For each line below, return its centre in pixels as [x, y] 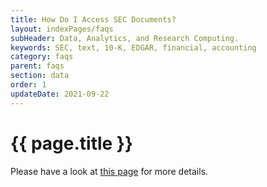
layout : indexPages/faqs [62, 29]
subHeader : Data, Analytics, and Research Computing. [125, 38]
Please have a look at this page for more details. [109, 171]
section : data [40, 76]
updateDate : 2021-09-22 [60, 94]
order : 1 [28, 85]
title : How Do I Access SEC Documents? [93, 19]
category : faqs [42, 57]
